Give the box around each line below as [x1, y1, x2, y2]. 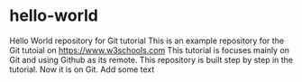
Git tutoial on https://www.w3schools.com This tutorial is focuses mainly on [9, 44, 290, 55]
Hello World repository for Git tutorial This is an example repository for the [9, 35, 285, 46]
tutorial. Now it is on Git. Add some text [9, 64, 155, 75]
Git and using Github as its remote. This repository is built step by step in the [9, 54, 294, 65]
